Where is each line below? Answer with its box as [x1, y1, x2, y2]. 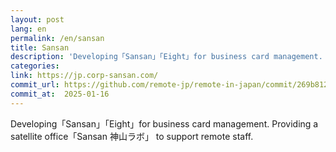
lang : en [10, 24, 47, 34]
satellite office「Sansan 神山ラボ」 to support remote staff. [10, 130, 254, 142]
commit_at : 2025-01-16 [10, 89, 110, 99]
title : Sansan [10, 42, 70, 53]
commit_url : [10, 80, 60, 90]
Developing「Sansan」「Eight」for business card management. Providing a [10, 117, 319, 130]
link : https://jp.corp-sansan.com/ [10, 71, 159, 81]
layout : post [10, 14, 65, 25]
